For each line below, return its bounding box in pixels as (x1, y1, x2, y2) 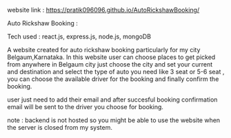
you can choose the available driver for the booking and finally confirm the (7, 75, 219, 83)
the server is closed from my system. (7, 124, 112, 131)
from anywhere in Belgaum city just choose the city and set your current (7, 60, 213, 68)
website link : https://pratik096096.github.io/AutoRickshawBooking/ (7, 6, 200, 14)
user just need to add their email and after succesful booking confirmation (7, 95, 218, 104)
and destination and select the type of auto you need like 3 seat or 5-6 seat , (7, 68, 225, 76)
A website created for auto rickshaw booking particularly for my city (7, 46, 201, 54)
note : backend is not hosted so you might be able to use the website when (7, 116, 221, 124)
